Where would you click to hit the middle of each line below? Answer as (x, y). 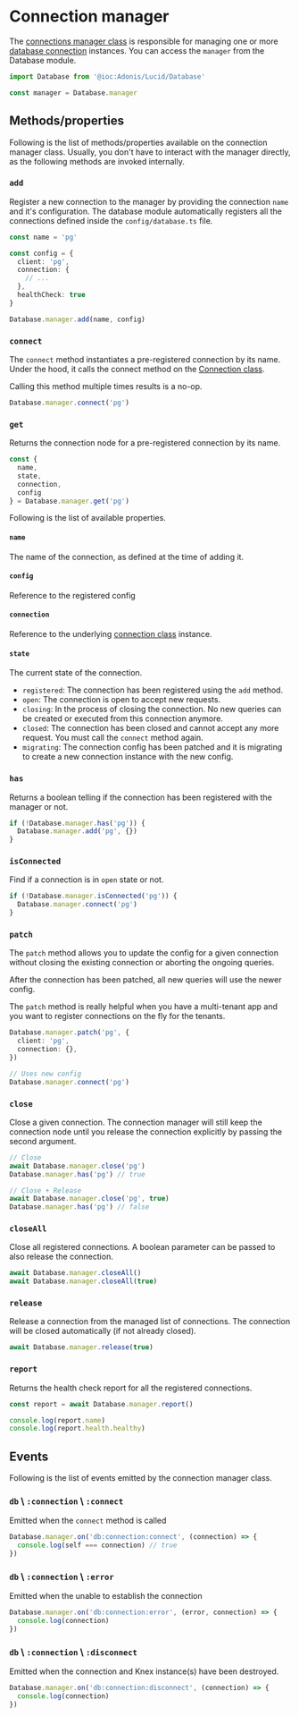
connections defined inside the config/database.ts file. (111, 220)
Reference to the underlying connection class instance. (111, 634)
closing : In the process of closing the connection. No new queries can (152, 710)
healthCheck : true (52, 295)
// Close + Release (46, 1190)
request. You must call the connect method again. (112, 738)
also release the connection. (61, 1257)
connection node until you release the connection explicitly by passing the (146, 1131)
